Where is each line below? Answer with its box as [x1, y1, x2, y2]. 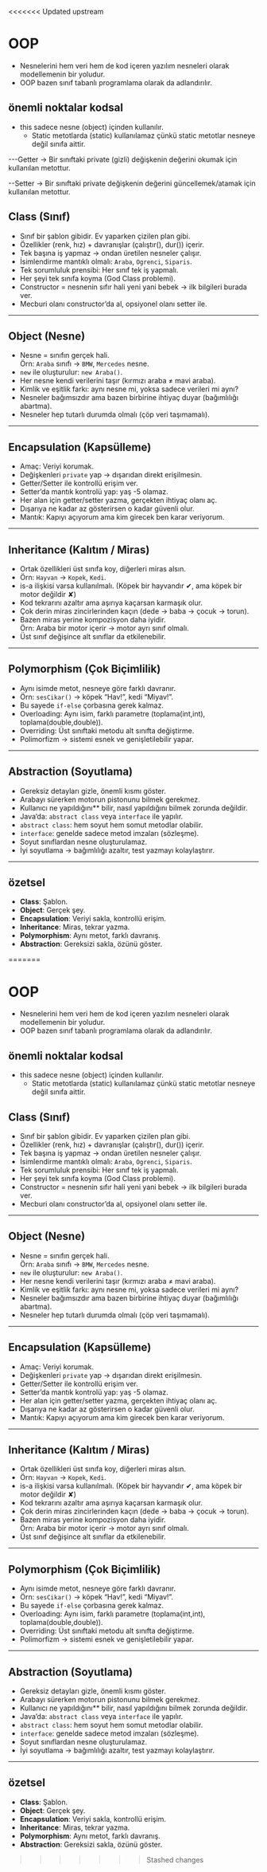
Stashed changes [146, 1854, 204, 1864]
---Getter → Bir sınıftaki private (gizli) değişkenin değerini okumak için [8, 155, 238, 164]
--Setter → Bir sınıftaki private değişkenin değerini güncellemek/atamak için [8, 179, 256, 188]
